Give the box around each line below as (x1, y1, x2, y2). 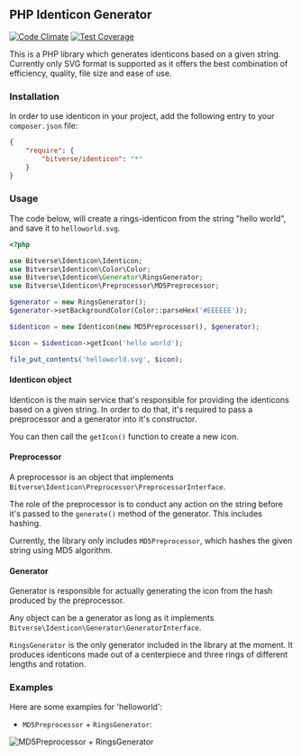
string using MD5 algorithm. (9, 544, 113, 555)
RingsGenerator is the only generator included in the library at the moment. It (9, 640, 293, 651)
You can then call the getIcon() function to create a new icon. (9, 431, 239, 442)
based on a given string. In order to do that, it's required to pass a (9, 404, 253, 414)
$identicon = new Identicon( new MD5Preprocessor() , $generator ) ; (9, 322, 260, 332)
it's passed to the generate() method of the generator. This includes (9, 508, 263, 519)
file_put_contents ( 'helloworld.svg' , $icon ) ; (9, 355, 183, 364)
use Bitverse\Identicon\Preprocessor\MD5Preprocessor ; (9, 281, 220, 291)
